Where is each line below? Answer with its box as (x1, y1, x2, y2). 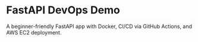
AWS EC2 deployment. (6, 29, 62, 36)
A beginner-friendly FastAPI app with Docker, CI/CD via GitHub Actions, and (6, 23, 192, 30)
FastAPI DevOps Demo (6, 3, 121, 17)
